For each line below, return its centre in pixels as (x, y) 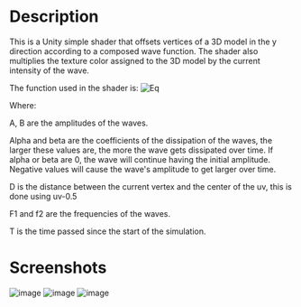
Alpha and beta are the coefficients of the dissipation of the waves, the (141, 140)
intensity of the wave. (50, 70)
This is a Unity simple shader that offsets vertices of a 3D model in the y (143, 42)
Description (54, 17)
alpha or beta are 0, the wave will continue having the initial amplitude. (140, 159)
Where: (23, 105)
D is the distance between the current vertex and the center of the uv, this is (151, 186)
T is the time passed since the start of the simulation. (108, 231)
